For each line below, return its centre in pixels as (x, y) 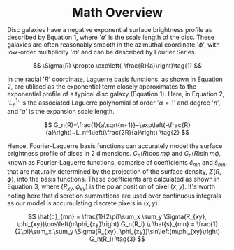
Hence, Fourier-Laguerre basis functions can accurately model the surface (115, 146)
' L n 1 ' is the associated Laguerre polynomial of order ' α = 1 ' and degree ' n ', (114, 103)
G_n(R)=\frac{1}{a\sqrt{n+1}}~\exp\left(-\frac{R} (122, 125)
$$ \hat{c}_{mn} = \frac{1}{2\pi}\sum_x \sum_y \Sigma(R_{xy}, (117, 216)
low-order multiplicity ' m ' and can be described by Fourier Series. (102, 52)
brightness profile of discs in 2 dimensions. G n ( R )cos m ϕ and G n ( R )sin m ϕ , (114, 154)
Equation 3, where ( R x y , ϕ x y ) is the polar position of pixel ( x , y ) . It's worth (111, 187)
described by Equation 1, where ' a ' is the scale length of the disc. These (111, 37)
